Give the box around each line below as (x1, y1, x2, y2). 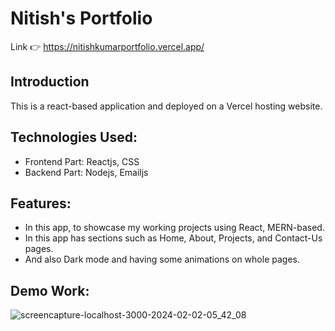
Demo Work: (10, 282, 90, 299)
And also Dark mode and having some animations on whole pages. (24, 253, 300, 266)
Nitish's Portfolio (10, 7, 153, 30)
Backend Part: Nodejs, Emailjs (24, 166, 149, 178)
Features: (10, 195, 72, 212)
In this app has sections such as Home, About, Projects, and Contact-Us (24, 232, 323, 244)
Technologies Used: (10, 129, 138, 146)
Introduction (10, 73, 90, 91)
